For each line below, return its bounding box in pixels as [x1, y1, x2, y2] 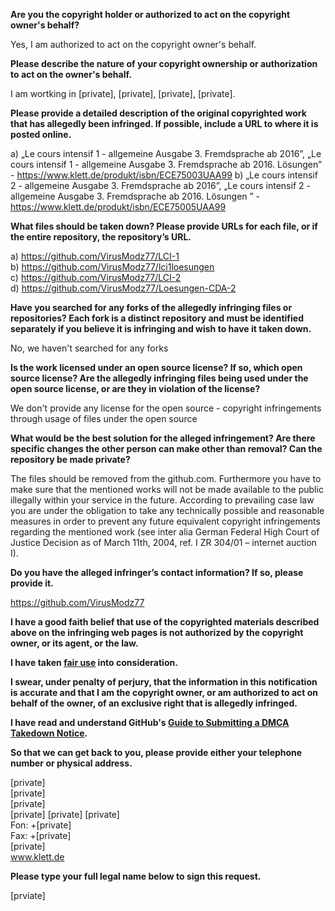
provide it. [10, 577, 54, 589]
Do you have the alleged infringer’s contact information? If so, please [10, 567, 304, 578]
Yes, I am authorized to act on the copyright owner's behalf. [10, 39, 257, 50]
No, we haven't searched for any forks [10, 342, 169, 354]
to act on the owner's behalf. [10, 69, 132, 80]
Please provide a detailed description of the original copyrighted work [10, 107, 307, 119]
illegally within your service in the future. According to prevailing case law [10, 494, 315, 506]
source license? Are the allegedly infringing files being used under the [10, 372, 309, 384]
